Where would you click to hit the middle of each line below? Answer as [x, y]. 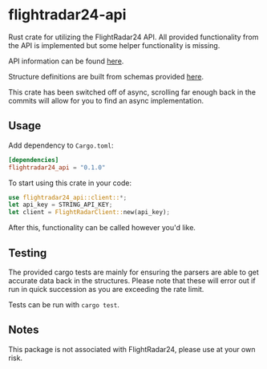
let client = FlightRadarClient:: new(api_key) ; [89, 213]
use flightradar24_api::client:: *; [68, 197]
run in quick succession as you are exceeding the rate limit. [106, 289]
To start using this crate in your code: [70, 183]
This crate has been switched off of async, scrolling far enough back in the [132, 92]
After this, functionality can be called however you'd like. [102, 228]
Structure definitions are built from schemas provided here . [106, 76]
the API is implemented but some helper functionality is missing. [114, 45]
